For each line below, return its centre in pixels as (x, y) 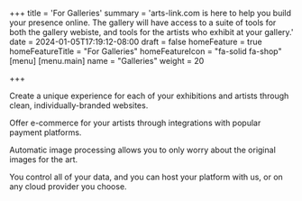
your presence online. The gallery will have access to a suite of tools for (143, 23)
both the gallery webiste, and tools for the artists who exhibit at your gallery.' (151, 32)
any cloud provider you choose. (69, 187)
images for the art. (44, 160)
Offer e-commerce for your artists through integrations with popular (135, 123)
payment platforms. (46, 132)
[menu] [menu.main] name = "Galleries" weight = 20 (107, 61)
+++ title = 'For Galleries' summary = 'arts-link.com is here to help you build (150, 13)
